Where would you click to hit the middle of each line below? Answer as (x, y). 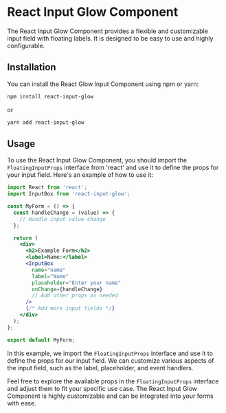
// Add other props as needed (75, 296)
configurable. (26, 45)
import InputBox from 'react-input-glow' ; (69, 194)
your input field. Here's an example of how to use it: (80, 175)
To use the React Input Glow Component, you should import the (97, 160)
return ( (26, 238)
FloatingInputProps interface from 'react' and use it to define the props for (113, 168)
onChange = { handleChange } (67, 289)
